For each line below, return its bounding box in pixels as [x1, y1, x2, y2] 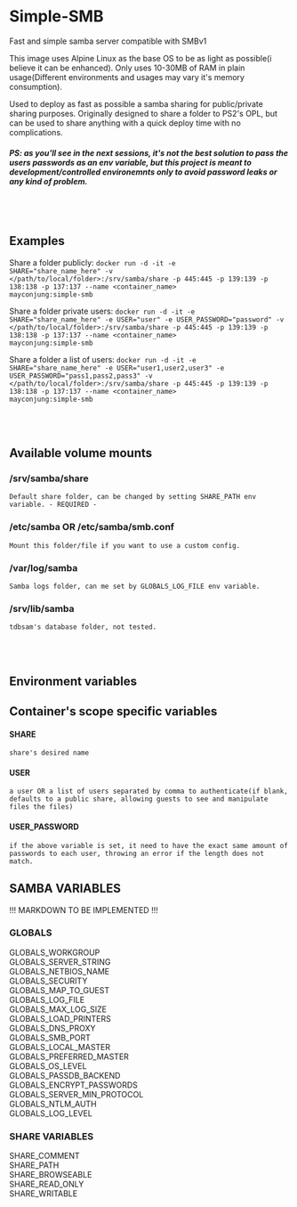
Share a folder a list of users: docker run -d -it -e [9, 354, 197, 364]
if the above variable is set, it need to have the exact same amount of [9, 841, 289, 850]
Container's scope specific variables [9, 704, 218, 719]
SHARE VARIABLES [9, 1130, 94, 1142]
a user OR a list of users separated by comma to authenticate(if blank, [9, 787, 289, 796]
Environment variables [9, 673, 138, 689]
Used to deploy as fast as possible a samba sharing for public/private [9, 98, 264, 109]
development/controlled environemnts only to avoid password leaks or [9, 167, 277, 177]
